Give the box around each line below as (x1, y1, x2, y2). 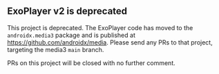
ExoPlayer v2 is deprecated (7, 5, 128, 17)
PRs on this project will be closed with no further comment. (7, 58, 176, 67)
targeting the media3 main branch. (7, 45, 104, 53)
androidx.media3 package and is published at (7, 31, 136, 39)
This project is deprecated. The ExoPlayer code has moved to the (7, 23, 193, 32)
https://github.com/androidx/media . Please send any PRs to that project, (7, 38, 213, 47)
